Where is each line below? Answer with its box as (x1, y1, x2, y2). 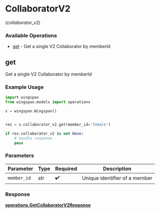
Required (54, 165, 77, 172)
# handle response (14, 135, 52, 140)
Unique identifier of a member (81, 174, 152, 181)
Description (102, 165, 131, 172)
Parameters (5, 152, 34, 159)
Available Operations (5, 32, 57, 39)
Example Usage (5, 83, 44, 90)
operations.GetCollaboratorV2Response (5, 202, 91, 208)
